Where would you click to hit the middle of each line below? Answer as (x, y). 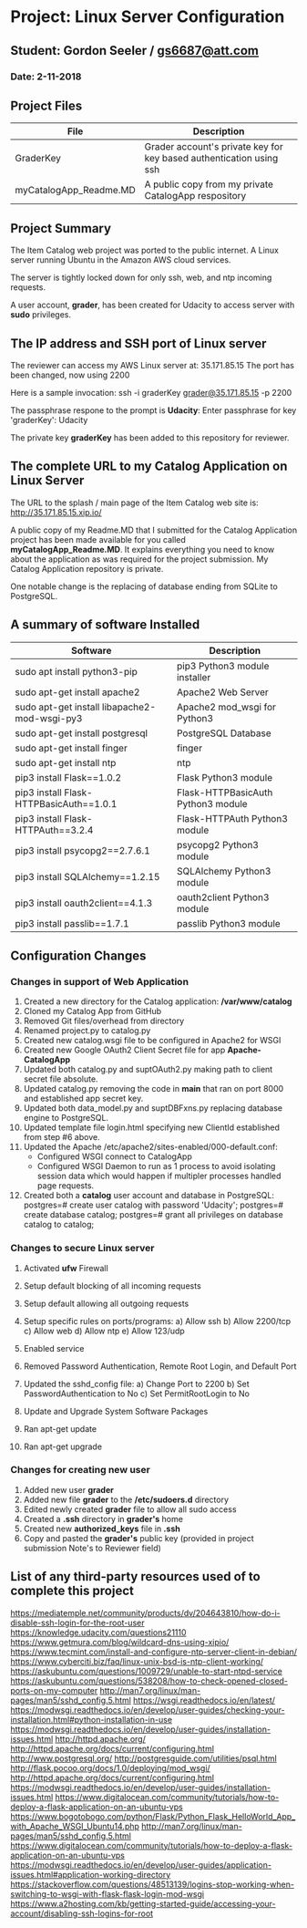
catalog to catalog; (59, 1225)
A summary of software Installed (105, 625)
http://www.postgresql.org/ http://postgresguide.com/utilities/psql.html (143, 1758)
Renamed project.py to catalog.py (87, 1031)
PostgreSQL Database (224, 733)
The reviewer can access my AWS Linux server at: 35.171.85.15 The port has (153, 365)
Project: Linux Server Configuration (148, 17)
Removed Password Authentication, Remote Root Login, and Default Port (160, 1366)
